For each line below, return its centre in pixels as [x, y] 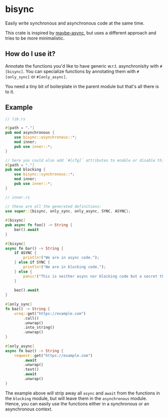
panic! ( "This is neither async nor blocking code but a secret [90, 276]
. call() [31, 318]
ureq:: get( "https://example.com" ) [50, 314]
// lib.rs [15, 119]
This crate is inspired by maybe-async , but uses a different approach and [81, 33]
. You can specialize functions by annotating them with [79, 71]
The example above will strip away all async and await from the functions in [82, 393]
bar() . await [26, 230]
